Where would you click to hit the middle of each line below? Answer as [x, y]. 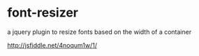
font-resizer [43, 13]
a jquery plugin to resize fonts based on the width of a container [99, 32]
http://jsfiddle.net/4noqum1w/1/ [52, 45]
